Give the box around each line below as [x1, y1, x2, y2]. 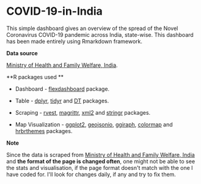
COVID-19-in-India [6, 4, 103, 18]
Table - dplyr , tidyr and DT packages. [15, 97, 109, 104]
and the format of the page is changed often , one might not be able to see [6, 158, 196, 165]
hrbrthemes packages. [15, 127, 73, 134]
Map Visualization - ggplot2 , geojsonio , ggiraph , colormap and [15, 121, 173, 128]
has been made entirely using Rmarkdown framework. [6, 37, 142, 45]
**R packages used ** [6, 73, 64, 80]
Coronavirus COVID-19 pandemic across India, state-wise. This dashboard [6, 31, 194, 38]
